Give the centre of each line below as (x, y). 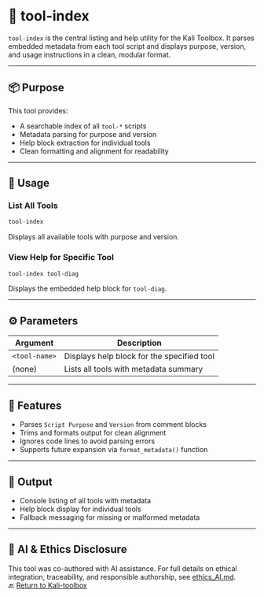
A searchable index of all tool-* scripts (83, 126)
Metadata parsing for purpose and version (88, 134)
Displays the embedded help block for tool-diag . (88, 289)
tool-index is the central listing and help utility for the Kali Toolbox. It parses (132, 38)
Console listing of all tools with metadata (85, 500)
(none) (25, 369)
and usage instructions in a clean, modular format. (90, 54)
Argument (34, 343)
